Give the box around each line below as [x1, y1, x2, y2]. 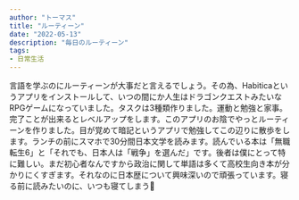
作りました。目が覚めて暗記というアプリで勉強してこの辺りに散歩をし [32, 125, 290, 135]
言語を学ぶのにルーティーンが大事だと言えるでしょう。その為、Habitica [9, 80, 273, 90]
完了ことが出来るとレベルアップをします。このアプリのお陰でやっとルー [9, 113, 275, 124]
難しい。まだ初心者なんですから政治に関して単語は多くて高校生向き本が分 [16, 158, 290, 169]
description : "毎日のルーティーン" [9, 37, 129, 47]
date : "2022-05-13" [9, 29, 82, 38]
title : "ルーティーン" [9, 21, 85, 30]
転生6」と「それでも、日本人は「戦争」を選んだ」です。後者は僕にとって [9, 147, 278, 157]
